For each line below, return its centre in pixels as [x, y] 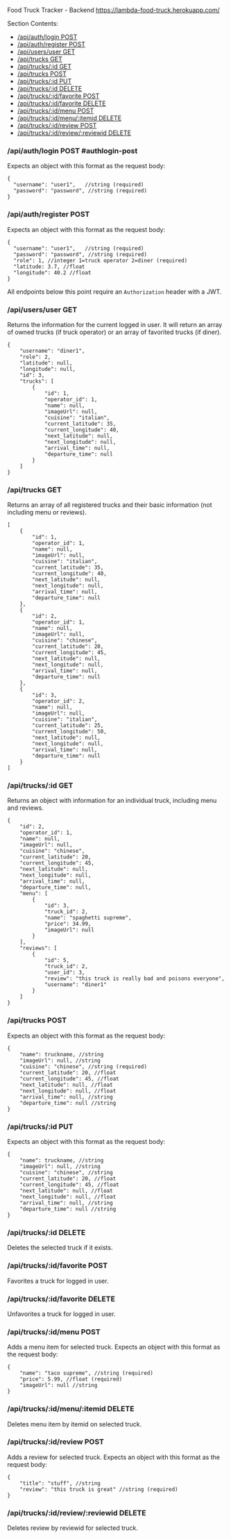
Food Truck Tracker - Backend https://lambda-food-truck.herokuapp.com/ [113, 10]
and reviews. [25, 808]
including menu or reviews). [47, 513]
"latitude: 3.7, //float [49, 267]
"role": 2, [35, 357]
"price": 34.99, [68, 924]
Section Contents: [33, 23]
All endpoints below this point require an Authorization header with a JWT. [114, 292]
